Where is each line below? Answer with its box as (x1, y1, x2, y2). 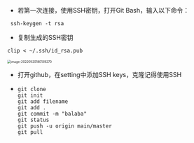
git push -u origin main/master (17, 123, 112, 130)
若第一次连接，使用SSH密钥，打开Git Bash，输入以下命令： (17, 6, 190, 14)
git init (17, 92, 43, 99)
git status (17, 116, 50, 123)
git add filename (17, 98, 69, 105)
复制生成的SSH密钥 (17, 34, 74, 41)
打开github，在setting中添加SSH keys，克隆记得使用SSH (17, 71, 182, 79)
